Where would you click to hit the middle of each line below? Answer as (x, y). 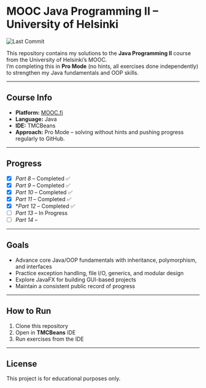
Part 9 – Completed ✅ (43, 185)
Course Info (29, 98)
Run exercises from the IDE (49, 339)
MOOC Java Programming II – (82, 11)
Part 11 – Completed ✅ (43, 199)
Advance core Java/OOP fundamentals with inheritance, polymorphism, (106, 260)
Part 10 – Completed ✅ (44, 192)
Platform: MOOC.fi (39, 112)
